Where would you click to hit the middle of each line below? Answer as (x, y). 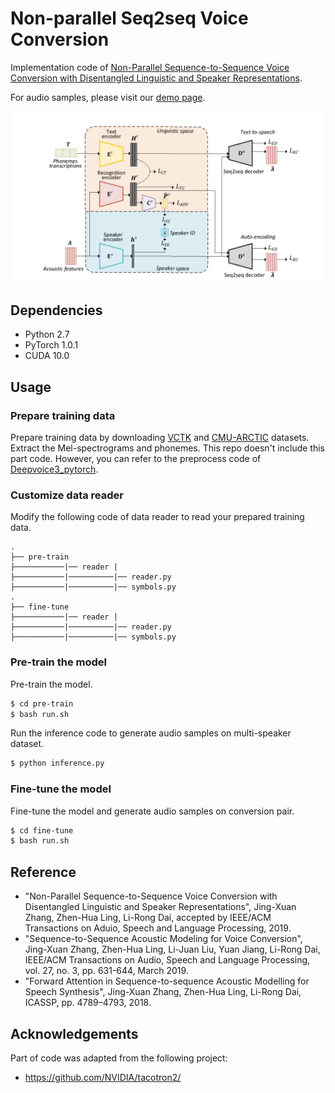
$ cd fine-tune (42, 830)
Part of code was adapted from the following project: (119, 1058)
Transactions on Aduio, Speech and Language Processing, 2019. (158, 928)
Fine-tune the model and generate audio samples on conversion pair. (152, 811)
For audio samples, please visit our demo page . (108, 97)
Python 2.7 (47, 334)
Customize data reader (67, 495)
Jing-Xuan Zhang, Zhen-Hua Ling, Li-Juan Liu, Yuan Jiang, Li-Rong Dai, (172, 949)
